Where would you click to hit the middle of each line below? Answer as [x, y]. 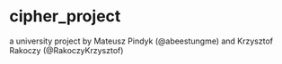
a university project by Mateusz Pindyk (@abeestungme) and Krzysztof [141, 41]
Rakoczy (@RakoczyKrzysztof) [66, 50]
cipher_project [65, 16]
